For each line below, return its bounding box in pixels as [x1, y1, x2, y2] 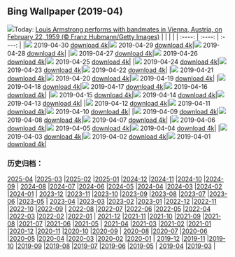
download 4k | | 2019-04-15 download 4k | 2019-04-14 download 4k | [7, 90, 218, 99]
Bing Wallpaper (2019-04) [7, 6, 124, 18]
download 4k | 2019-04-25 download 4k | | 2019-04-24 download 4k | [7, 57, 220, 66]
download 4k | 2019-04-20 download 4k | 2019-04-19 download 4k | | [7, 74, 219, 83]
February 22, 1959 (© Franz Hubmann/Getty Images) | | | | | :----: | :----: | [7, 32, 219, 41]
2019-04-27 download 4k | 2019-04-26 [78, 49, 198, 57]
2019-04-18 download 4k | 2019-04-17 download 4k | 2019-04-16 [7, 82, 208, 90]
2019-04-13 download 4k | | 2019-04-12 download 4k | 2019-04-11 [7, 99, 211, 107]
